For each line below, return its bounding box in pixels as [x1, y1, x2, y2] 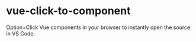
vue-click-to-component [6, 4, 131, 18]
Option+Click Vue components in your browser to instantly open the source [6, 24, 191, 31]
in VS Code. [6, 30, 36, 37]
